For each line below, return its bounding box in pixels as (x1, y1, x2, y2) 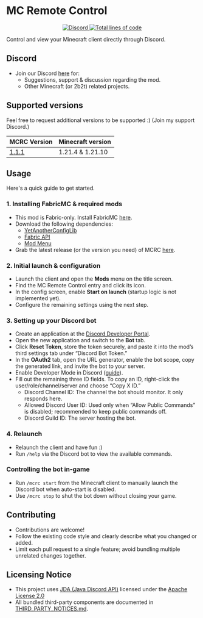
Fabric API (24, 233, 50, 240)
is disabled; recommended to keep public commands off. (24, 408, 167, 415)
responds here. (24, 395, 63, 403)
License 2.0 (15, 592, 45, 600)
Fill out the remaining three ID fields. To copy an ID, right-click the (15, 376, 180, 383)
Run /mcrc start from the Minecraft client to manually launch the (15, 479, 178, 486)
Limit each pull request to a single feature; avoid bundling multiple (15, 545, 181, 553)
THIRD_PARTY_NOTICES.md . (15, 605, 88, 613)
